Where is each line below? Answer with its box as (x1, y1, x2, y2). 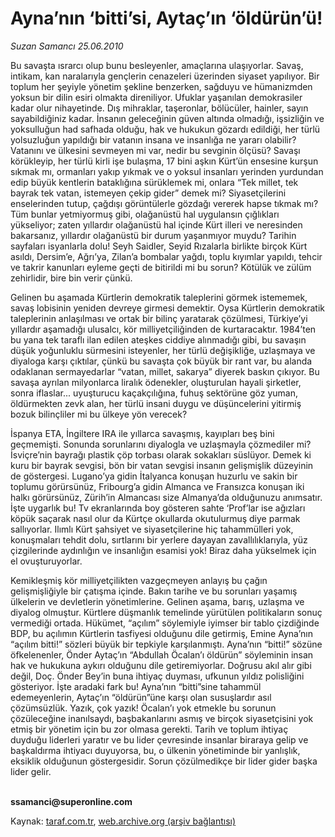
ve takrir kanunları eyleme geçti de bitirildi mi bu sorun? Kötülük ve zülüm (10, 261, 312, 273)
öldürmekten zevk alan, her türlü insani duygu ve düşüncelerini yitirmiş (10, 397, 302, 409)
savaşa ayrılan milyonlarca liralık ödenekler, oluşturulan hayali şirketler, (10, 376, 302, 388)
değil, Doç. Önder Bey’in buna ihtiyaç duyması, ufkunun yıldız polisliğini (10, 670, 305, 682)
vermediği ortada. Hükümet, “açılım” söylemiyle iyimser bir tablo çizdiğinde (10, 617, 320, 629)
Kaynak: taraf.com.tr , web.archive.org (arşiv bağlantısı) (10, 815, 237, 827)
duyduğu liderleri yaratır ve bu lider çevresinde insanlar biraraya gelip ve (10, 733, 309, 746)
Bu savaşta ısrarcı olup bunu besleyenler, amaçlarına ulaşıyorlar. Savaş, (10, 59, 304, 71)
